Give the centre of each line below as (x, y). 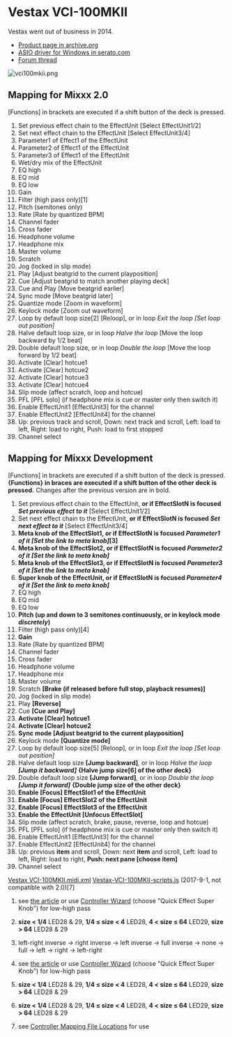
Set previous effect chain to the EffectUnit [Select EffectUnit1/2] (109, 125)
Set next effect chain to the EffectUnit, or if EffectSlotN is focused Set (119, 518)
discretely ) (34, 622)
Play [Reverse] (39, 703)
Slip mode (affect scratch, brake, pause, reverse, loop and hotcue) (113, 822)
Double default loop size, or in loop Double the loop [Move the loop (114, 347)
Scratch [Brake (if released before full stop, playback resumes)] (112, 689)
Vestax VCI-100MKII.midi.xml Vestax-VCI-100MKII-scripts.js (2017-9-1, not (115, 879)
